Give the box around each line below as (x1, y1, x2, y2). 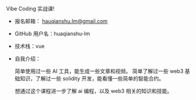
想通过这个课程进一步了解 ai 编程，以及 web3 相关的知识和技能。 (14, 88, 172, 94)
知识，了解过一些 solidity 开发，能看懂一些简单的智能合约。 (19, 75, 164, 82)
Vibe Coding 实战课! (6, 5, 55, 12)
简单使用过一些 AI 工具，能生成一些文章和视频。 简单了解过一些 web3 (14, 68, 184, 75)
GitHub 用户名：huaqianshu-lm (14, 30, 90, 37)
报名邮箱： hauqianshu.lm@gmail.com (14, 18, 108, 25)
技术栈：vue (14, 43, 45, 49)
